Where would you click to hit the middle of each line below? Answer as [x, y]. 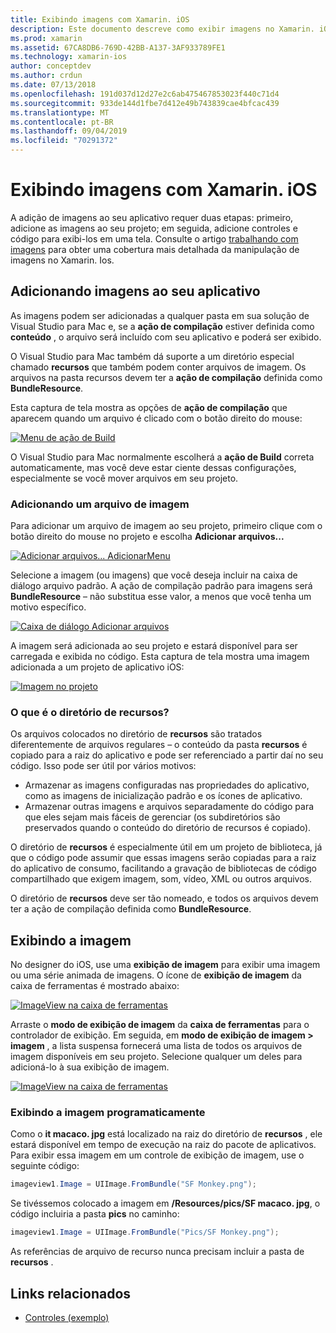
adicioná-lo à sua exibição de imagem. [90, 1067]
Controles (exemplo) [67, 1318]
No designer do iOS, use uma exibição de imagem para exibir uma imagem [165, 965]
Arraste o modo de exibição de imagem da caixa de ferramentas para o [160, 1025]
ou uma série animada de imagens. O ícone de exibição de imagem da [156, 975]
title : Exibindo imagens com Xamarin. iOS [100, 19]
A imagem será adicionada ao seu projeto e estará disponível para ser [154, 646]
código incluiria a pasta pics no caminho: [95, 1214]
